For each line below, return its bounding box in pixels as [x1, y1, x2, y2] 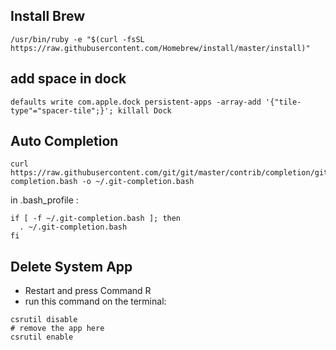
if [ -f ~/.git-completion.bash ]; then [10, 214, 182, 224]
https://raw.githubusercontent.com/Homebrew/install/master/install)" [10, 43, 311, 53]
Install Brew [10, 8, 86, 25]
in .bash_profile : [10, 194, 79, 206]
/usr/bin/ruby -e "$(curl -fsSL [10, 34, 145, 44]
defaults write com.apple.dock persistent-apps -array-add [10, 97, 262, 107]
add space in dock [10, 70, 127, 88]
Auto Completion [10, 133, 119, 150]
